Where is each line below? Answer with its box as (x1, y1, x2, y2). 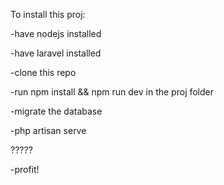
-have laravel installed (10, 47, 102, 59)
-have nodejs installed (10, 28, 102, 39)
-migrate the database (10, 105, 103, 117)
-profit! (10, 164, 40, 175)
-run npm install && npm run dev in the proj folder (10, 86, 215, 98)
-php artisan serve (10, 125, 87, 136)
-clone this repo (10, 67, 77, 78)
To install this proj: (10, 9, 86, 20)
